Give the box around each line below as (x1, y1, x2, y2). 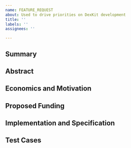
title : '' (5, 17, 26, 22)
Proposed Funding (5, 101, 65, 110)
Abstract (5, 67, 34, 75)
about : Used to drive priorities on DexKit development (5, 12, 126, 17)
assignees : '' (5, 26, 36, 32)
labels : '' (5, 21, 28, 27)
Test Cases (5, 136, 42, 145)
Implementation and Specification (5, 119, 115, 128)
